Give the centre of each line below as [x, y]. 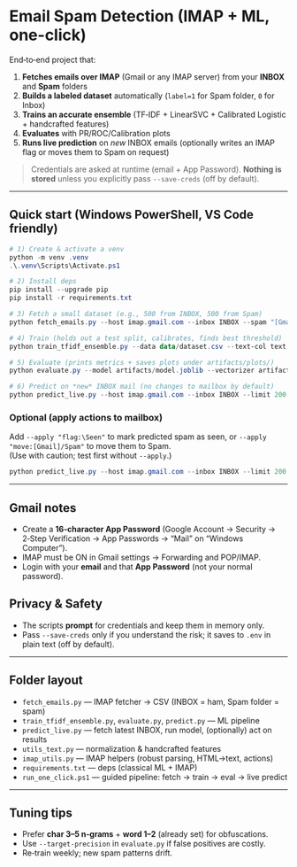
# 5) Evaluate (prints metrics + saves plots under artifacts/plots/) [142, 362]
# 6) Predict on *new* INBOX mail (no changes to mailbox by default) [142, 387]
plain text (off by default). [68, 644]
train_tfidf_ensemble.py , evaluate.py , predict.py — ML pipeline [141, 720]
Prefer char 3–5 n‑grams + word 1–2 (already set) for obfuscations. [145, 834]
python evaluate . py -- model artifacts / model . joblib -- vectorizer [132, 371]
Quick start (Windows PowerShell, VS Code [132, 215]
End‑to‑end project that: [53, 59]
